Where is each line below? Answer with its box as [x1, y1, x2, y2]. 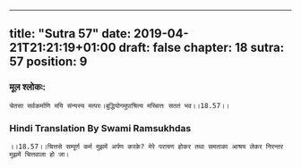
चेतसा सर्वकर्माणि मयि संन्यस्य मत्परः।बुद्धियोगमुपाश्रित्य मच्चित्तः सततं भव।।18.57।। [9, 101, 230, 110]
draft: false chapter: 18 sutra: [118, 40, 285, 55]
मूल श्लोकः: [9, 81, 47, 94]
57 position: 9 [9, 55, 88, 70]
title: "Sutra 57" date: [9, 26, 132, 41]
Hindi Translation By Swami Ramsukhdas [9, 122, 192, 134]
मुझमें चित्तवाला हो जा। [9, 149, 70, 159]
